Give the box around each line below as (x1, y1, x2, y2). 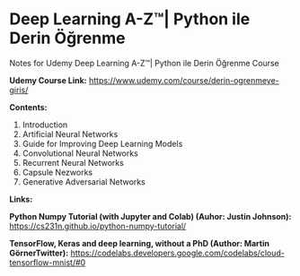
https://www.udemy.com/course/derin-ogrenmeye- (88, 74, 280, 85)
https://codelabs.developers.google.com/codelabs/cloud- (70, 247, 285, 258)
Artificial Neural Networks (22, 128, 119, 139)
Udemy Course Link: (9, 74, 87, 85)
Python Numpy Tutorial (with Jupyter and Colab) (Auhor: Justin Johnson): (9, 211, 292, 221)
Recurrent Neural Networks (22, 157, 124, 168)
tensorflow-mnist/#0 (9, 256, 86, 268)
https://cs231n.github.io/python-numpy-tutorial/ (9, 220, 187, 231)
